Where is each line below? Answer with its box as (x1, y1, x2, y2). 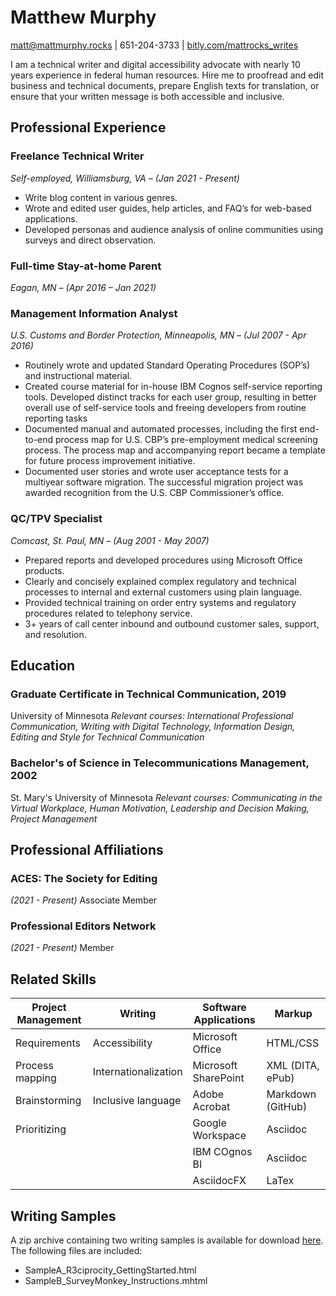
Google (192, 1116, 227, 1130)
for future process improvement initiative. (24, 455, 196, 467)
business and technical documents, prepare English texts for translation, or (10, 79, 320, 91)
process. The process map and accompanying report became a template (24, 444, 326, 456)
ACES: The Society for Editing (10, 871, 158, 885)
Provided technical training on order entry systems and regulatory (24, 596, 297, 608)
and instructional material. (24, 370, 133, 382)
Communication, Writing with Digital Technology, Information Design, (10, 721, 296, 733)
